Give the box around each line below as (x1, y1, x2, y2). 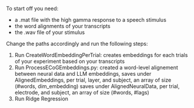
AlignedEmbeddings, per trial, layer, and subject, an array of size (14, 76, 172, 83)
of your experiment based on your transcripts (14, 58, 125, 65)
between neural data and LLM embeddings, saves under (14, 70, 152, 77)
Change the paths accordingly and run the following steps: (6, 41, 148, 47)
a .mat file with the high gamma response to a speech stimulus (14, 16, 166, 23)
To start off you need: (6, 5, 59, 12)
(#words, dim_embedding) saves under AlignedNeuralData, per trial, (14, 83, 180, 90)
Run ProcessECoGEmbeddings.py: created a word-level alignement (14, 64, 178, 71)
